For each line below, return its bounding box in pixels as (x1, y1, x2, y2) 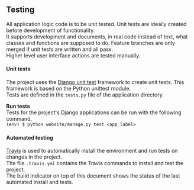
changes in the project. (6, 153, 63, 160)
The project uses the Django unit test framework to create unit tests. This (6, 79, 185, 86)
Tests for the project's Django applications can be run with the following (6, 109, 182, 116)
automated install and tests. (6, 179, 74, 186)
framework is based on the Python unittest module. (6, 85, 131, 92)
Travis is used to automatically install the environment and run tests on (6, 147, 178, 154)
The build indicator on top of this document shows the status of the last (6, 172, 180, 179)
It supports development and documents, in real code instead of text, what (6, 33, 188, 40)
